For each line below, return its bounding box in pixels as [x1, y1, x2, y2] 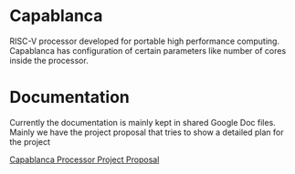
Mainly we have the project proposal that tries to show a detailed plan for [9, 127, 284, 138]
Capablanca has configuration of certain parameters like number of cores [9, 45, 287, 56]
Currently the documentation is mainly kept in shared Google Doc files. [9, 117, 276, 128]
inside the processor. [9, 55, 89, 66]
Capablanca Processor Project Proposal [9, 154, 160, 165]
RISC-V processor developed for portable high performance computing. [9, 36, 280, 46]
